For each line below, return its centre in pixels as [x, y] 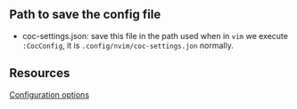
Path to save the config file [85, 15]
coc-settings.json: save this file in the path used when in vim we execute [155, 35]
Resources [40, 73]
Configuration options [49, 94]
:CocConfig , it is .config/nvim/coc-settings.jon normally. [128, 45]
